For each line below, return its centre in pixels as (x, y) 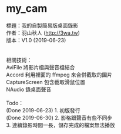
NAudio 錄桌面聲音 (29, 89)
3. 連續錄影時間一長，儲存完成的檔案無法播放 (61, 125)
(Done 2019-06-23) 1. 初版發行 (43, 110)
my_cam (27, 9)
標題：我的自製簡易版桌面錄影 (42, 25)
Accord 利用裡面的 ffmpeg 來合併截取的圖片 (59, 75)
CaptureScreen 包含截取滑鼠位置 (46, 82)
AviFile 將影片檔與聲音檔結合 (41, 67)
